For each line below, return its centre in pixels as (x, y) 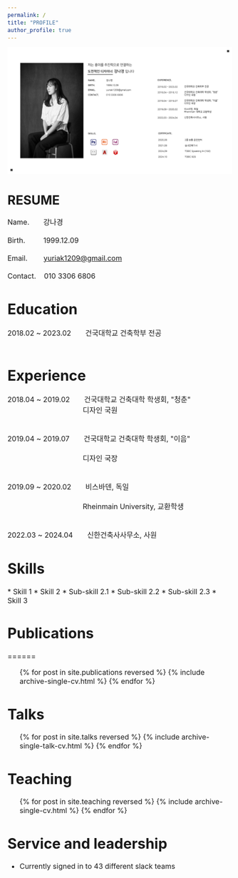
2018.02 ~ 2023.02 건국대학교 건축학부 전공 (84, 333)
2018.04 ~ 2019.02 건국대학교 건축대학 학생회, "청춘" (99, 399)
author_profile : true (40, 30)
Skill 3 (18, 601)
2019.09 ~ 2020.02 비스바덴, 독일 (68, 487)
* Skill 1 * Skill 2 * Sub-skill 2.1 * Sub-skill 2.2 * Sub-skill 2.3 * (112, 591)
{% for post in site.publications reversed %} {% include (112, 672)
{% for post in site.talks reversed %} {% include (100, 737)
